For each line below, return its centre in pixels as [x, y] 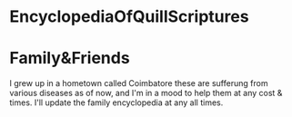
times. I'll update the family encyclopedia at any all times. [116, 102]
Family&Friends [70, 58]
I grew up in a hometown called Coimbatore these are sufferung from [139, 83]
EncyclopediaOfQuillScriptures [129, 17]
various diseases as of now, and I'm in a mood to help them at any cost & [146, 93]
